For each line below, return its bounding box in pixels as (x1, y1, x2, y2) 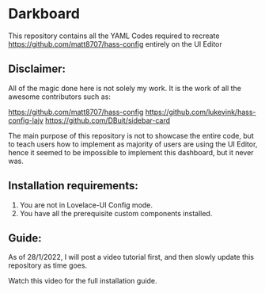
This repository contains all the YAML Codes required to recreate (8, 31, 220, 40)
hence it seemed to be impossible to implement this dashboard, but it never (8, 147, 255, 157)
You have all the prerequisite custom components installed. (19, 208, 213, 218)
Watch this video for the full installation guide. (8, 276, 157, 286)
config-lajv (8, 116, 44, 125)
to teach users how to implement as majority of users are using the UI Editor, (8, 139, 258, 149)
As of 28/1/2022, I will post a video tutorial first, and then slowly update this (8, 253, 255, 262)
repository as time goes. (8, 261, 88, 270)
